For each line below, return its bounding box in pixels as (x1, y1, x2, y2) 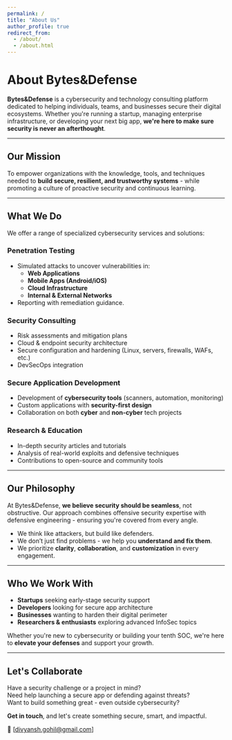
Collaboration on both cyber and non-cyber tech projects (17, 409, 182, 417)
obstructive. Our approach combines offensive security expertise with (7, 508, 206, 517)
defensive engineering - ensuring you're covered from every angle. (7, 516, 199, 524)
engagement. (17, 551, 55, 559)
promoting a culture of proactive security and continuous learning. (7, 184, 196, 192)
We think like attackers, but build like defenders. (17, 529, 154, 537)
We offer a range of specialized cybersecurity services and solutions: (7, 229, 205, 237)
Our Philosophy (7, 483, 75, 494)
